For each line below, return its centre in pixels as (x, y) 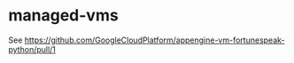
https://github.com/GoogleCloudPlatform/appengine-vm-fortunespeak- (155, 40)
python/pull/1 (32, 49)
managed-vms (63, 16)
